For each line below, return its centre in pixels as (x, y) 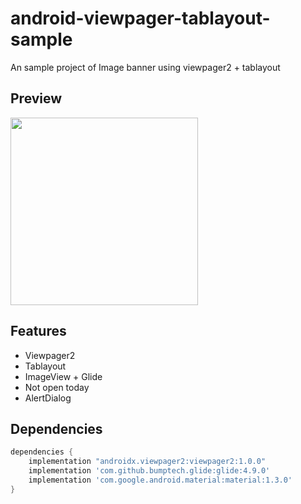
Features (38, 331)
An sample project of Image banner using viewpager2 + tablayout (145, 67)
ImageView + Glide (63, 376)
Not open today (57, 387)
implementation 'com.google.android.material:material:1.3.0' (160, 480)
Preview (36, 98)
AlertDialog (48, 398)
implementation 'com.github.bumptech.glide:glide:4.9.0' (149, 471)
